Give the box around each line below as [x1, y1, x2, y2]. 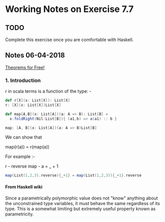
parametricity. [5, 211, 34, 217]
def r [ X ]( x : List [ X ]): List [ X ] [5, 98, 70, 103]
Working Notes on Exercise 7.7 [5, 3, 134, 15]
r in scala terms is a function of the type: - [5, 88, 92, 94]
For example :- [5, 153, 35, 159]
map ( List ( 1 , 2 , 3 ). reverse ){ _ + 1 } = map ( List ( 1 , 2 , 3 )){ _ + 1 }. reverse [5, 173, 142, 178]
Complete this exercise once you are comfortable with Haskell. [5, 36, 134, 42]
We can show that [5, 134, 42, 140]
